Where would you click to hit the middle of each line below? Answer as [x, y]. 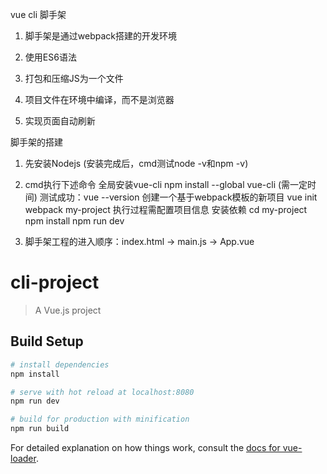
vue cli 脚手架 [38, 14]
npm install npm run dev [74, 221]
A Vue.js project [68, 310]
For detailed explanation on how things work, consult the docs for [145, 447]
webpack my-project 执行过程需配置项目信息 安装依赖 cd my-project [166, 209]
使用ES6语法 [50, 57]
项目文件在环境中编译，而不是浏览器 [99, 99]
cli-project [55, 282]
